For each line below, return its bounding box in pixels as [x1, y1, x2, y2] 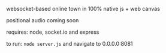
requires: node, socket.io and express [6, 28, 99, 36]
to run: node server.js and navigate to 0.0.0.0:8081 [6, 40, 133, 47]
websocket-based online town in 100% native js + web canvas [6, 5, 161, 12]
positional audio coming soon [6, 17, 79, 23]
